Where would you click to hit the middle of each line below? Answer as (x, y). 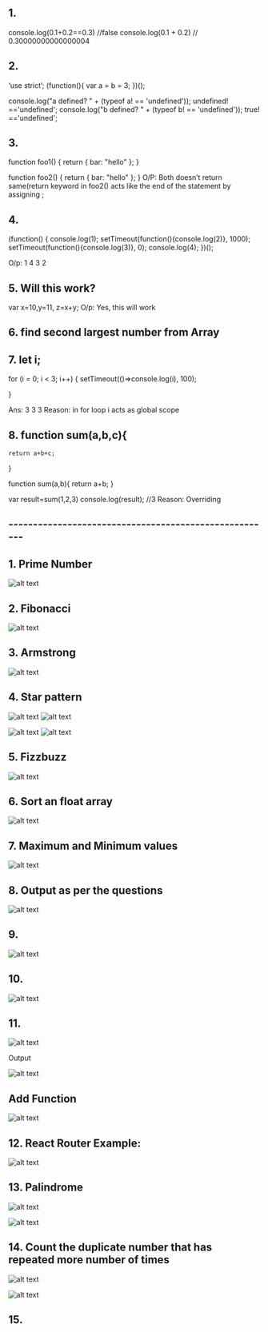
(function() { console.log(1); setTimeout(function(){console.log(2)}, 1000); (129, 239)
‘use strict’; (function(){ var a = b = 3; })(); (77, 85)
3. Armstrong (42, 653)
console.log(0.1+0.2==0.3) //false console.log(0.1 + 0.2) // (103, 32)
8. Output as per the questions (86, 890)
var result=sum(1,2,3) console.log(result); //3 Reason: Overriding (115, 500)
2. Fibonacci (40, 608)
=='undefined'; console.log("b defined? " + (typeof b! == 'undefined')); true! (134, 109)
